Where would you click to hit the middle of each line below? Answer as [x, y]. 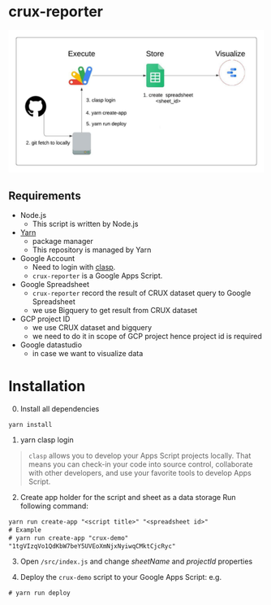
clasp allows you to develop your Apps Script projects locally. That [140, 456]
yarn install [30, 425]
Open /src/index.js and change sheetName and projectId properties [136, 561]
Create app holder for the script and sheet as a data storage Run [128, 498]
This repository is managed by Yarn [92, 250]
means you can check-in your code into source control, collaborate [140, 464]
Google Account [47, 259]
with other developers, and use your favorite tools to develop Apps [140, 473]
